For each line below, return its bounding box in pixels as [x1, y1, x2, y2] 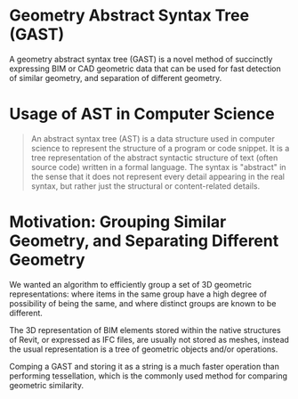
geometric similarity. [9, 379, 85, 390]
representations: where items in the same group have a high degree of [9, 289, 267, 299]
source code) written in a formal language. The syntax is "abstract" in [30, 161, 286, 172]
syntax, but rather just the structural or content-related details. [30, 180, 261, 191]
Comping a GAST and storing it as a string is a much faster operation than [9, 361, 280, 371]
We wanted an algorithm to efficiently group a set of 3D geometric [9, 279, 252, 289]
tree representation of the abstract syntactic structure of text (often [30, 152, 278, 163]
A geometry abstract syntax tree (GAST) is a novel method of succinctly [9, 53, 273, 64]
